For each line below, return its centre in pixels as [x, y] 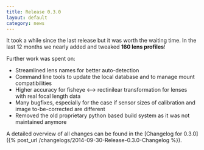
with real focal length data [48, 96]
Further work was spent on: [41, 59]
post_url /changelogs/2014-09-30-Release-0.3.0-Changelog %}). [100, 140]
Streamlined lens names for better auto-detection [77, 70]
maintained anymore [41, 122]
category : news [26, 23]
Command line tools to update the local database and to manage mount [105, 77]
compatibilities [33, 83]
